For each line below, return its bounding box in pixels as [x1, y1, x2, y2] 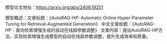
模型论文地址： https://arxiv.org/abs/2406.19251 [5, 4, 104, 10]
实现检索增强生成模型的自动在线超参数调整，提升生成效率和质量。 [14, 34, 151, 39]
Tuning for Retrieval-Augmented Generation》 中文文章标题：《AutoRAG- [5, 21, 155, 27]
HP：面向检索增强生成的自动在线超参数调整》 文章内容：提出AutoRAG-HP [5, 27, 158, 33]
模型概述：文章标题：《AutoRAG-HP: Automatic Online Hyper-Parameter [5, 15, 154, 21]
